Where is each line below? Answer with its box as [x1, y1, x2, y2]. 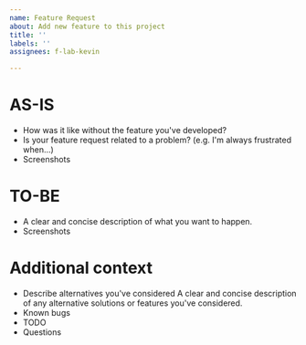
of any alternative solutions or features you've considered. [22, 298, 243, 308]
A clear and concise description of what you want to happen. [22, 216, 253, 226]
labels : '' [9, 38, 51, 48]
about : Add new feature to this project [9, 22, 166, 31]
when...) [22, 144, 55, 155]
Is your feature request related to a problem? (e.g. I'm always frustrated [22, 134, 292, 146]
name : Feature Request [9, 13, 96, 23]
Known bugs [22, 307, 71, 318]
